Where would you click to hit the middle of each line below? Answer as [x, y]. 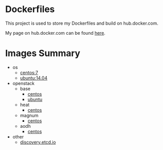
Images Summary [43, 53]
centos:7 [29, 72]
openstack [23, 83]
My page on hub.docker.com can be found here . [55, 33]
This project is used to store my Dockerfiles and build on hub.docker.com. [82, 23]
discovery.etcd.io [38, 142]
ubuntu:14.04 [34, 78]
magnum [29, 115]
